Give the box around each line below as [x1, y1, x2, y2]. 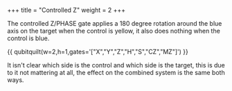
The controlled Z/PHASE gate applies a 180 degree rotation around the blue [7, 19, 222, 27]
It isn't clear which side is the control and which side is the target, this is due [7, 61, 225, 69]
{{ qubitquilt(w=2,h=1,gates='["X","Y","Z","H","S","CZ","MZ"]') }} [7, 48, 188, 56]
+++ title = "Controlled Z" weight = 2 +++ [7, 6, 126, 14]
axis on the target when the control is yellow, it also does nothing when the [7, 27, 220, 35]
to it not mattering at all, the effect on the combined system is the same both [7, 69, 225, 76]
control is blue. [7, 34, 50, 42]
